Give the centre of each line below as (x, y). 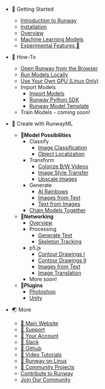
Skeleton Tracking (60, 241)
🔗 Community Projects (48, 367)
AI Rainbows (53, 191)
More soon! (43, 279)
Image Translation (60, 273)
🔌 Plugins (31, 285)
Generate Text (55, 235)
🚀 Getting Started (33, 9)
